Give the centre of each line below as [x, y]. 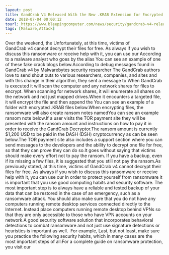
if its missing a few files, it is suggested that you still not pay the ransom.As [83, 161]
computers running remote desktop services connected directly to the [78, 204]
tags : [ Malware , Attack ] [30, 29]
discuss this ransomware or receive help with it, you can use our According [83, 54]
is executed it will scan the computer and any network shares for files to [80, 86]
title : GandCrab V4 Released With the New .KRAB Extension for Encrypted [84, 15]
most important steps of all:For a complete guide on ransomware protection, [84, 242]
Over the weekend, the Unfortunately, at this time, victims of [67, 43]
